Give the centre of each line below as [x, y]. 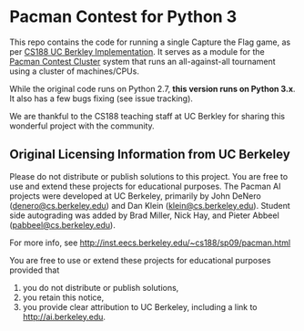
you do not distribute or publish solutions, [101, 287]
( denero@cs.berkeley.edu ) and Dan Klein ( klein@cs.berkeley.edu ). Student [150, 205]
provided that [35, 270]
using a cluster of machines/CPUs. [74, 71]
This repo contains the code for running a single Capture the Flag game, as [150, 42]
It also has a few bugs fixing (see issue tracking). [101, 98]
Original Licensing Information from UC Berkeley [150, 155]
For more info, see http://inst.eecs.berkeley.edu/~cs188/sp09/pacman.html [150, 243]
